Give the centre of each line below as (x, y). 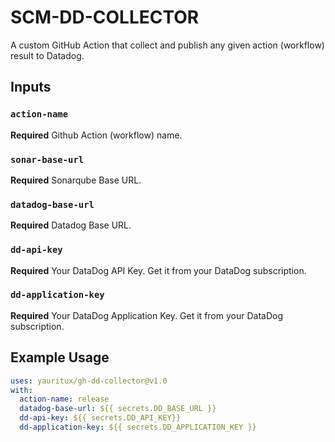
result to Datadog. (47, 55)
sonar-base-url (47, 159)
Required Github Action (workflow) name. (96, 135)
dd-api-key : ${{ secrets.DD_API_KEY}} (100, 418)
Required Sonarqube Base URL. (76, 180)
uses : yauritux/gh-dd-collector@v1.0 (89, 381)
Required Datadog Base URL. (71, 225)
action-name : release (64, 399)
